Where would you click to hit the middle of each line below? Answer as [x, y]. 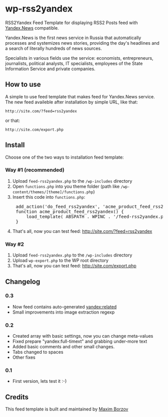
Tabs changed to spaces [38, 352]
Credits [17, 397]
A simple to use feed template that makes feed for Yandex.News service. [80, 96]
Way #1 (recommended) [35, 170]
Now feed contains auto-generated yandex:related [64, 307]
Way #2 [14, 244]
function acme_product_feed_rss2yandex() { [70, 212]
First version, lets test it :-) [39, 381]
